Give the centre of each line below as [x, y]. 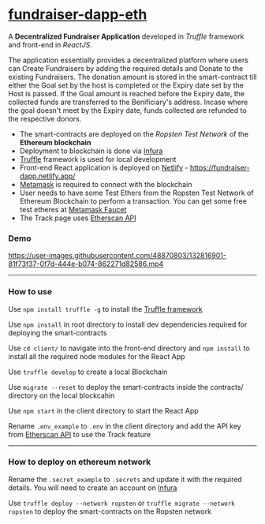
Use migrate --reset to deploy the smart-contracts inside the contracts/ [126, 387]
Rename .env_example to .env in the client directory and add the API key [125, 426]
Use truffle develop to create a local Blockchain [88, 372]
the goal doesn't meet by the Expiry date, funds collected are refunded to [127, 110]
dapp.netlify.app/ [47, 176]
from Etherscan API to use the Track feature [80, 434]
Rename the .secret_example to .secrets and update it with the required [125, 479]
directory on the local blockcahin [62, 395]
